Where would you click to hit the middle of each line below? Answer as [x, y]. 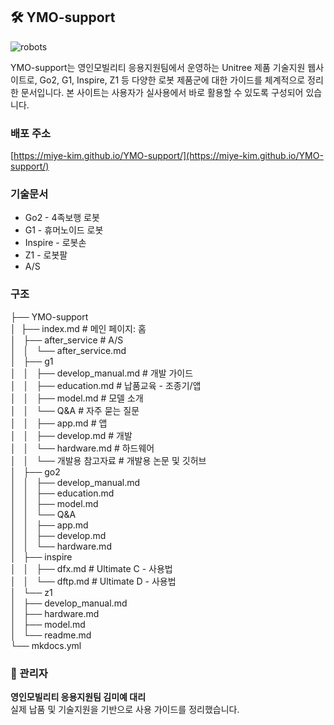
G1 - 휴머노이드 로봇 [64, 230]
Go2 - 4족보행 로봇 [62, 218]
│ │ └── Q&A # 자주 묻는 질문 [75, 410]
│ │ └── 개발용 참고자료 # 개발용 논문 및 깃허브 [108, 460]
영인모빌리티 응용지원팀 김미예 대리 [78, 697]
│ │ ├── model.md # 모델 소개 [77, 398]
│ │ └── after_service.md [68, 350]
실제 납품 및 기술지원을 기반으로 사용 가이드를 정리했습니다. [125, 709]
